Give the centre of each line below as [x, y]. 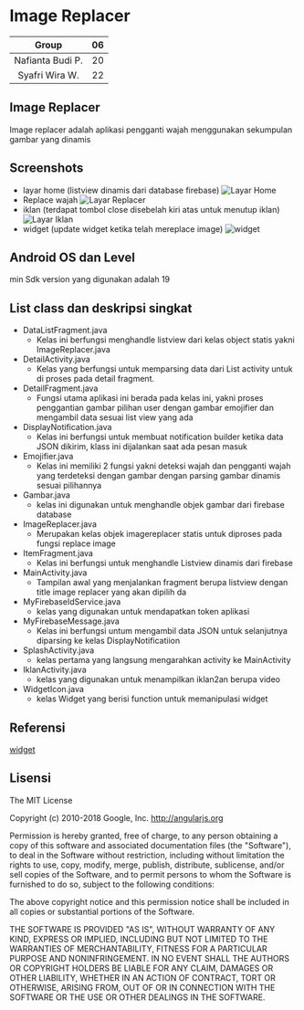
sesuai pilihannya [69, 486]
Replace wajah [50, 200]
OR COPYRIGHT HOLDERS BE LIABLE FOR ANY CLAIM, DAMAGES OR [142, 968]
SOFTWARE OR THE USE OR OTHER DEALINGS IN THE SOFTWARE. [137, 997]
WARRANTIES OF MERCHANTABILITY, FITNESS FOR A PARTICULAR [138, 948]
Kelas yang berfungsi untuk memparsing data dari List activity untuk [165, 369]
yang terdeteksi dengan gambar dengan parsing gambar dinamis [158, 476]
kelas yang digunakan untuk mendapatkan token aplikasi [143, 612]
